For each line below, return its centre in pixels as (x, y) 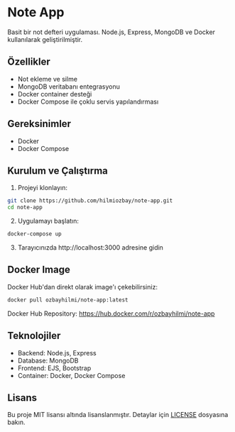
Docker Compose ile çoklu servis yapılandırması (88, 101)
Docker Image (39, 270)
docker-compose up (34, 234)
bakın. (16, 422)
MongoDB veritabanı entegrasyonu (69, 87)
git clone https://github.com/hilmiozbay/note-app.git (90, 201)
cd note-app (25, 207)
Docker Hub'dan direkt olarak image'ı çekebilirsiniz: (83, 287)
